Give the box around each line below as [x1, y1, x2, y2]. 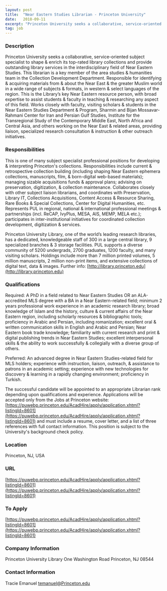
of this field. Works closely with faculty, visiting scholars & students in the [5, 102, 157, 108]
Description [5, 43, 34, 50]
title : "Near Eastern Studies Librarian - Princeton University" [5, 12, 146, 17]
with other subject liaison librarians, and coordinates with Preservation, [5, 189, 151, 195]
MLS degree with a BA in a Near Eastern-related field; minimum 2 [28, 298, 163, 304]
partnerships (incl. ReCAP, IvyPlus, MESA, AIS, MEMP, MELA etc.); [5, 211, 142, 217]
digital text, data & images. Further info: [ [5, 263, 89, 269]
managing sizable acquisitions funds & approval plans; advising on [5, 179, 142, 185]
